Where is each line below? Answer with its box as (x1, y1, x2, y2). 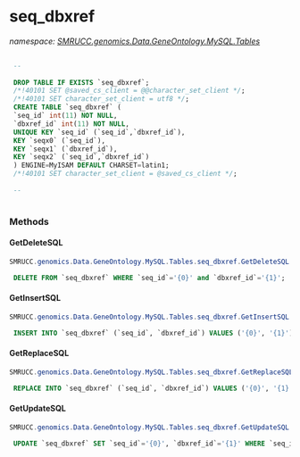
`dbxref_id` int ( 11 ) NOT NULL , (12, 119, 129, 129)
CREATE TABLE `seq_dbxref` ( (12, 103, 122, 112)
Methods (9, 215, 49, 228)
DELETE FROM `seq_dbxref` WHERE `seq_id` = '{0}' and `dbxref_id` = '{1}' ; (12, 273, 286, 282)
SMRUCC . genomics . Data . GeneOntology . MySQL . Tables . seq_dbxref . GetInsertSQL (9, 312, 290, 321)
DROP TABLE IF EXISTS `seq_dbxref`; (12, 78, 150, 87)
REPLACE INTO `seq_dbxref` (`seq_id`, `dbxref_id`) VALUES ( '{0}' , (12, 384, 270, 393)
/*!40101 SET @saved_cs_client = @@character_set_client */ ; (12, 87, 246, 96)
